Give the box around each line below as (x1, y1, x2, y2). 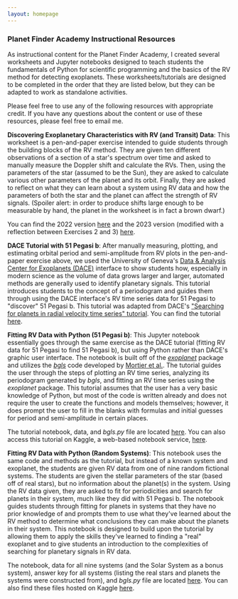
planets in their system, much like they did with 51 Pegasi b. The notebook (7, 494, 224, 502)
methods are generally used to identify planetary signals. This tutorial (7, 279, 211, 287)
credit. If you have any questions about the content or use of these (7, 109, 202, 117)
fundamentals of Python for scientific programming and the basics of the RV (7, 65, 231, 73)
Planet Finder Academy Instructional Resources (7, 33, 176, 43)
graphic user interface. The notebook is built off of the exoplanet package (7, 353, 224, 361)
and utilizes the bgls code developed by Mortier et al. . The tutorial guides (7, 361, 222, 369)
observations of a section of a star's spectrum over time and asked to (7, 153, 211, 161)
